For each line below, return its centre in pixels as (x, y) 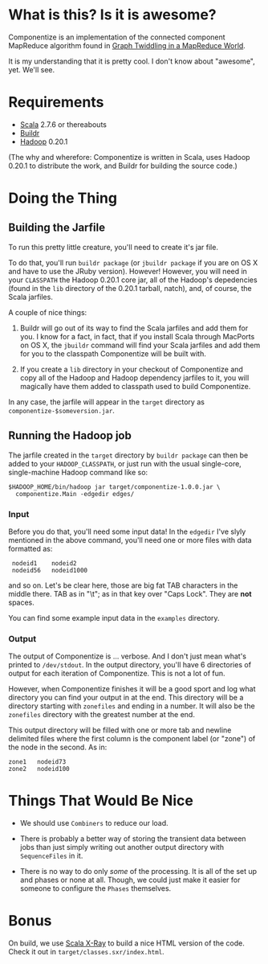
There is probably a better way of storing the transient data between (133, 839)
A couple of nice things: (48, 312)
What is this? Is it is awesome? (112, 15)
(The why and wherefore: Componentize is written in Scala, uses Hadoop (129, 157)
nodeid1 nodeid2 (45, 563)
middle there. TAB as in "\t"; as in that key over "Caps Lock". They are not (130, 593)
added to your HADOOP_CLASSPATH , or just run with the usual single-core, (125, 463)
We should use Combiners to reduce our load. (94, 823)
